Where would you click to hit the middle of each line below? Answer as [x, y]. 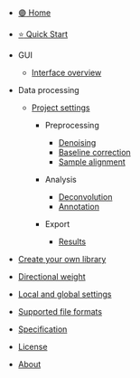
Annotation [79, 207]
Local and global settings [65, 294]
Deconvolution [85, 197]
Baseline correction [94, 152]
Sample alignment [92, 162]
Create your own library [62, 259]
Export [57, 224]
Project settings [61, 108]
